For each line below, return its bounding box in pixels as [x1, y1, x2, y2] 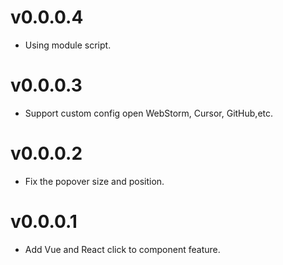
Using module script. [24, 39, 112, 51]
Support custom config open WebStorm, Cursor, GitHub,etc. [24, 107, 274, 119]
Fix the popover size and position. [24, 175, 165, 187]
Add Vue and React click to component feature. [24, 243, 221, 255]
